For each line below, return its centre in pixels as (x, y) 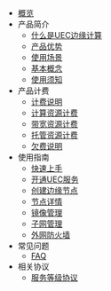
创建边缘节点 (54, 190)
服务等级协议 (54, 277)
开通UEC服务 (55, 179)
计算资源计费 (54, 113)
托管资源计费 (54, 135)
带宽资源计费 (54, 124)
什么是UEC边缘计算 (66, 35)
